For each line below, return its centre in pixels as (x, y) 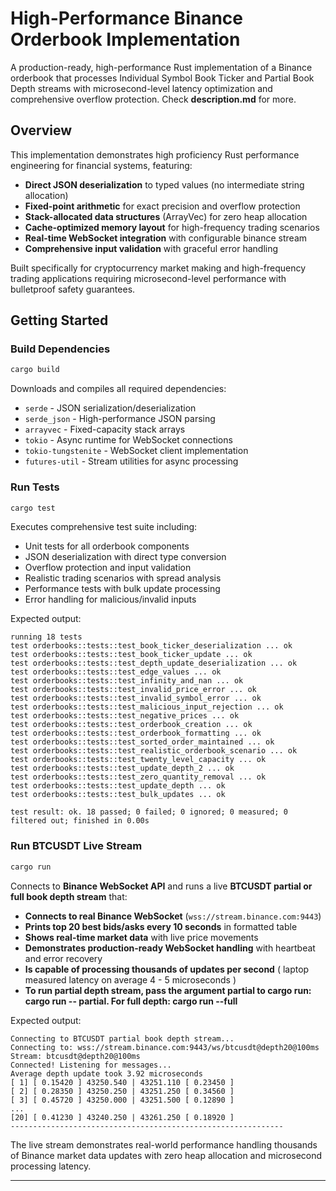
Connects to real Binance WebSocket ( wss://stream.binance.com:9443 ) (173, 916)
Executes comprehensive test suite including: (104, 527)
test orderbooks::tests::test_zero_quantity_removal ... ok (138, 777)
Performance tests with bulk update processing (122, 589)
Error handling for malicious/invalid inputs (110, 599)
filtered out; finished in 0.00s (80, 821)
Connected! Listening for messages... (91, 1065)
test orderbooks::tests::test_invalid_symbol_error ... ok (136, 698)
